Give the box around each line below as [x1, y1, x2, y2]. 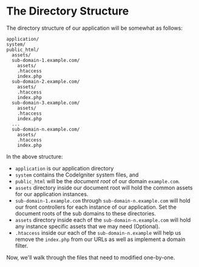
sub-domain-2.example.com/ [12, 78, 80, 84]
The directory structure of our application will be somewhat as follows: [6, 24, 183, 32]
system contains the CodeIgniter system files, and [15, 171, 139, 178]
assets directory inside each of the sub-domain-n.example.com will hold [15, 216, 191, 223]
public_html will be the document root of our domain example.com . [15, 177, 180, 184]
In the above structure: [6, 153, 63, 160]
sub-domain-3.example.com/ [12, 100, 80, 106]
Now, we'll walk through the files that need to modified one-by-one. [6, 254, 175, 261]
